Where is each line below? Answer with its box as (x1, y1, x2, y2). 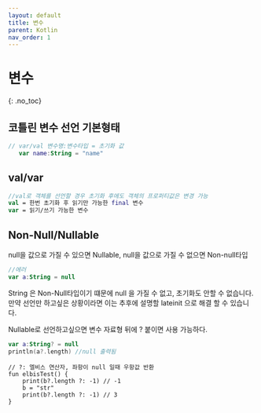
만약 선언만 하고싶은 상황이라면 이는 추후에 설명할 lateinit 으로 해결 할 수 (8, 298, 229, 307)
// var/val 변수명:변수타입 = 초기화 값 (8, 142, 124, 150)
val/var (8, 171, 44, 185)
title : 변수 (8, 19, 45, 27)
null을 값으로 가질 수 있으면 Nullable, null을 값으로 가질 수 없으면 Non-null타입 (8, 250, 248, 259)
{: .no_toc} (8, 96, 42, 106)
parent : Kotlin (8, 26, 58, 34)
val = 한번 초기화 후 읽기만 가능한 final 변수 (8, 199, 144, 207)
